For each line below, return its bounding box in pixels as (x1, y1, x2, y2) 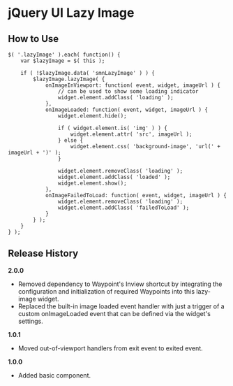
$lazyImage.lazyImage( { (33, 76, 105, 83)
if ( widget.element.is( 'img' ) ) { (57, 124, 168, 131)
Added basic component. (17, 371, 91, 379)
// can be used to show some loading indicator (57, 88, 199, 95)
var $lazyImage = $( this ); (20, 57, 105, 64)
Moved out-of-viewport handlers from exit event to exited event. (17, 344, 203, 352)
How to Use (8, 33, 59, 45)
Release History (8, 248, 79, 259)
